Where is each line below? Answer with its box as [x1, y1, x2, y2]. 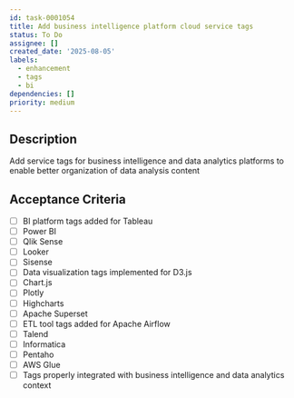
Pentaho [22, 349, 54, 360]
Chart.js [22, 277, 53, 288]
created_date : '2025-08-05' [9, 47, 116, 56]
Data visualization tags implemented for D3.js [22, 267, 192, 278]
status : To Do [9, 30, 64, 39]
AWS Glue [22, 359, 61, 370]
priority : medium [9, 97, 75, 107]
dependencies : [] [9, 89, 75, 98]
